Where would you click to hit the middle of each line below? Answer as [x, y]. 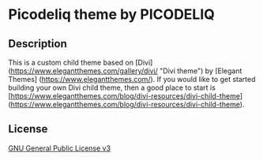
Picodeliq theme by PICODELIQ [112, 15]
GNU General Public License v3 [60, 148]
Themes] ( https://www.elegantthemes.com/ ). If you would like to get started [132, 79]
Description [38, 44]
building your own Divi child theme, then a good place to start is [112, 87]
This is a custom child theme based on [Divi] [81, 62]
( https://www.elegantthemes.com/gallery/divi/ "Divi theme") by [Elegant [125, 71]
